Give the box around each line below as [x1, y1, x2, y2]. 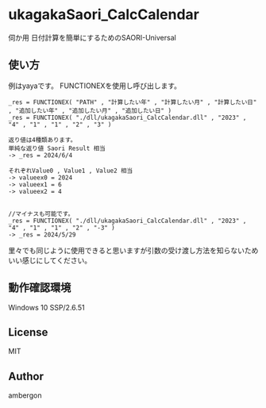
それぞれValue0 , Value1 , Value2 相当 [8, 167, 133, 175]
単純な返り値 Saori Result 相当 [8, 144, 106, 152]
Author [8, 369, 44, 383]
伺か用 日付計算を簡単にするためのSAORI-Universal [8, 33, 176, 42]
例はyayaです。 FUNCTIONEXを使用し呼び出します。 [8, 81, 181, 90]
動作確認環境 [8, 281, 71, 294]
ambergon [8, 391, 42, 400]
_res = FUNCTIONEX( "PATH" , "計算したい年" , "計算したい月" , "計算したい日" [8, 98, 257, 106]
